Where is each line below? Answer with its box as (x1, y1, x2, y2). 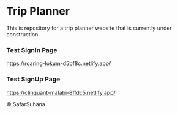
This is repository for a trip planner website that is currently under (6, 24, 172, 32)
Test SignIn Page (6, 46, 57, 54)
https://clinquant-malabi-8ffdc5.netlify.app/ (6, 89, 116, 96)
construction (6, 30, 39, 38)
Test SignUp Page (6, 75, 61, 83)
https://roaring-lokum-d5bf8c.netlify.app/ (6, 60, 111, 67)
